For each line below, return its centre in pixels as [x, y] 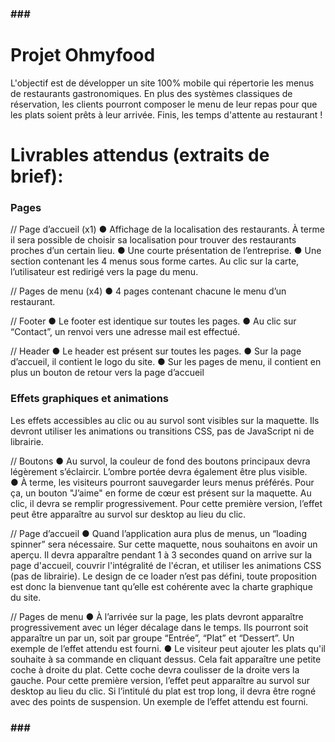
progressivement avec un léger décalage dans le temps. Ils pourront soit [159, 627]
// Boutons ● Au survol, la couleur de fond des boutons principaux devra [160, 461]
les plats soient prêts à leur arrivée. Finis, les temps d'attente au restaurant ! [166, 114]
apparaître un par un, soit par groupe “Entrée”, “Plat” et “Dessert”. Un [152, 638]
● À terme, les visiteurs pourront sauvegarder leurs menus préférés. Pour [162, 482]
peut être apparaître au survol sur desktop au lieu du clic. [128, 514]
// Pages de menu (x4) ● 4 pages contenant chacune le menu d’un [148, 291]
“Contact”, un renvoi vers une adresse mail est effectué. [125, 332]
